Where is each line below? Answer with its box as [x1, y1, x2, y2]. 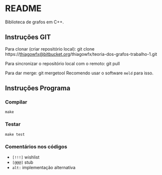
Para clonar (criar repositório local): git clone [5, 46, 95, 52]
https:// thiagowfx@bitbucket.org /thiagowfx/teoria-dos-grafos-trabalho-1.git [5, 51, 157, 57]
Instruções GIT [5, 33, 51, 41]
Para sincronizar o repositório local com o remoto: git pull [5, 60, 120, 66]
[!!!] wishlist [12, 154, 40, 160]
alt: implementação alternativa [12, 165, 76, 171]
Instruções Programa [5, 84, 71, 92]
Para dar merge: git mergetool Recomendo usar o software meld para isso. [5, 70, 154, 76]
